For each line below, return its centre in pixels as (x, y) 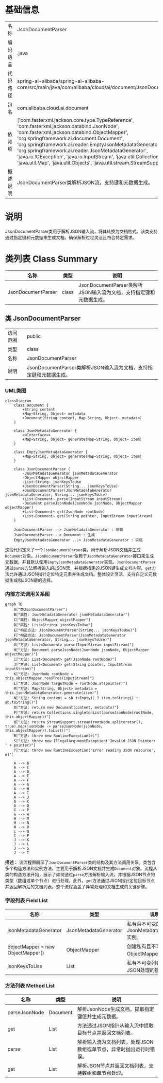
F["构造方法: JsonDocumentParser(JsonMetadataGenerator (70, 635)
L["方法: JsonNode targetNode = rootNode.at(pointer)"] (71, 684)
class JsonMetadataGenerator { (45, 431)
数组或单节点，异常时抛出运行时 (114, 1049)
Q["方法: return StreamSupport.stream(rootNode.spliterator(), (78, 722)
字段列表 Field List (26, 900)
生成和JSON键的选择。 (32, 580)
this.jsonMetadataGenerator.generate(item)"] (52, 693)
